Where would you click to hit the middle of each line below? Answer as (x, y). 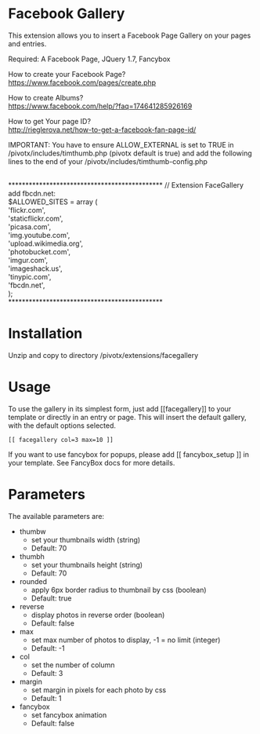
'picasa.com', (30, 226)
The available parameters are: (56, 516)
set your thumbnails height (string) (87, 564)
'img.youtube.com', (39, 235)
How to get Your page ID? (50, 121)
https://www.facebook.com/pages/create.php (82, 82)
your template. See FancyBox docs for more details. (92, 462)
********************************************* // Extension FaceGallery (126, 184)
